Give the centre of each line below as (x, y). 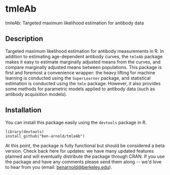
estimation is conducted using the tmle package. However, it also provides (83, 83)
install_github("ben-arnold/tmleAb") (45, 136)
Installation (23, 110)
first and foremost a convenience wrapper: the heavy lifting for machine (80, 73)
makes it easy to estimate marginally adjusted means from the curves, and (83, 62)
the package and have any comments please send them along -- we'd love (83, 162)
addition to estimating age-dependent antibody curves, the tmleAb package (84, 56)
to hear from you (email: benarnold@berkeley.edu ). (59, 167)
